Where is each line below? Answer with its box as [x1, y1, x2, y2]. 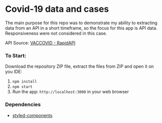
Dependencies [5, 101, 41, 108]
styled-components [12, 112, 53, 118]
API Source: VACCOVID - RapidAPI [5, 40, 76, 45]
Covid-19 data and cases [5, 3, 109, 15]
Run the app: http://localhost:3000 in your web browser [12, 89, 129, 95]
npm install [12, 79, 37, 84]
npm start [12, 84, 33, 89]
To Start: [5, 52, 27, 59]
